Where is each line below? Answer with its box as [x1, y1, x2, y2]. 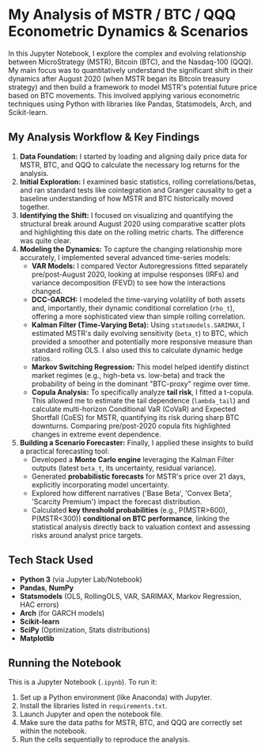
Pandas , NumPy [19, 582, 74, 592]
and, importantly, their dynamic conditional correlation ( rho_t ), [31, 303, 235, 312]
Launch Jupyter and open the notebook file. [19, 709, 164, 719]
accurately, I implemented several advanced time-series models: [19, 252, 231, 262]
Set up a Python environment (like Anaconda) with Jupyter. [19, 693, 212, 702]
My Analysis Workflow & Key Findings [8, 131, 200, 144]
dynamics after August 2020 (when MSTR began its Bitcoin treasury [8, 74, 231, 83]
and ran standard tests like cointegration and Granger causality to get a [19, 185, 252, 195]
